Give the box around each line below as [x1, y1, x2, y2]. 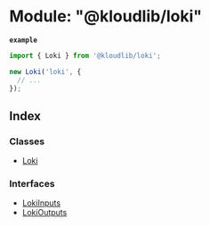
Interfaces [9, 178, 55, 190]
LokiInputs [21, 198, 61, 208]
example [9, 36, 38, 44]
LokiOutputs [21, 207, 68, 218]
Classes [9, 135, 45, 148]
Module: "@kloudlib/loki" [9, 6, 203, 27]
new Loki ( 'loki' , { [9, 67, 82, 77]
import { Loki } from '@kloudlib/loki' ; [9, 51, 162, 60]
